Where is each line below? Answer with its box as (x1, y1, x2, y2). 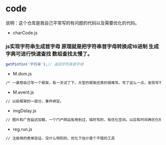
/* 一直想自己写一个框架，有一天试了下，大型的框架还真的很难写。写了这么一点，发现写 (5, 80, 159, 85)
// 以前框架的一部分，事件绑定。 (5, 99, 64, 104)
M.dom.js (12, 71, 32, 77)
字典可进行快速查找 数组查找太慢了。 (5, 50, 93, 57)
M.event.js (12, 89, 34, 95)
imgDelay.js (12, 108, 36, 113)
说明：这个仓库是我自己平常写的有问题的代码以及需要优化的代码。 (5, 20, 139, 26)
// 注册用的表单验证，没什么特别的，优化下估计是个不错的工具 (5, 136, 115, 141)
